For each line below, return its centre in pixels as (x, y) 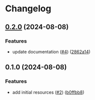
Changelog (28, 9)
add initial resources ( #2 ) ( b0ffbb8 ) (48, 92)
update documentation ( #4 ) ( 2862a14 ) (51, 51)
